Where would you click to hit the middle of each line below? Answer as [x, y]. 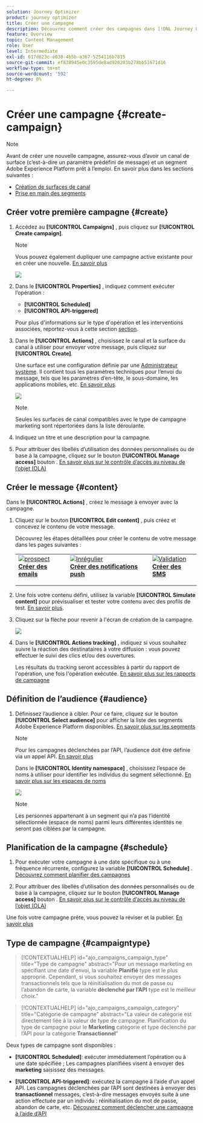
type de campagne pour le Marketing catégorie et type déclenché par [108, 1027]
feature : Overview [29, 34]
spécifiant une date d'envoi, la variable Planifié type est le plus [99, 971]
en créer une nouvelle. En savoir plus [61, 263]
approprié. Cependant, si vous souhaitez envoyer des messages [101, 977]
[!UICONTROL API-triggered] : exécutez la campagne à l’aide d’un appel [105, 1082]
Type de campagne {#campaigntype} [79, 943]
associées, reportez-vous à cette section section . [77, 329]
